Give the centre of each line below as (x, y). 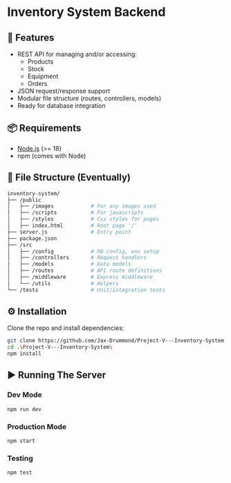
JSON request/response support (64, 91)
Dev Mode (25, 395)
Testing (20, 458)
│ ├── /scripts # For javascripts (75, 213)
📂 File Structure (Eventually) (69, 177)
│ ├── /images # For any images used (82, 206)
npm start (21, 441)
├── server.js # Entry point (69, 232)
